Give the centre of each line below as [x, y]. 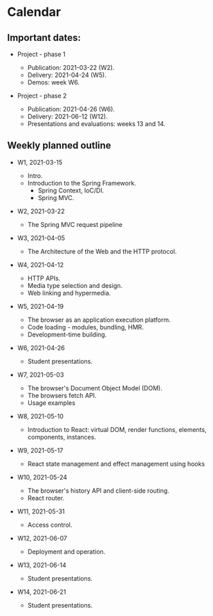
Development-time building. [67, 334]
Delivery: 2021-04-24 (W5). [67, 75]
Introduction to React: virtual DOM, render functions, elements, [117, 429]
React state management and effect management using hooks [116, 464]
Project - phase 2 [42, 96]
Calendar [34, 12]
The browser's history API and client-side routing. [98, 490]
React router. [46, 498]
